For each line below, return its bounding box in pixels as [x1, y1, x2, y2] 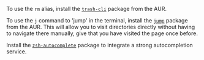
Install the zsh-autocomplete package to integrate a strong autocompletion [6, 42, 193, 48]
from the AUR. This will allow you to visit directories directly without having [6, 24, 195, 30]
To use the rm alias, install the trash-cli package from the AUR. [6, 5, 167, 12]
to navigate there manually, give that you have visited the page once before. [6, 30, 198, 37]
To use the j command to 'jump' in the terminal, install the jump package [6, 17, 188, 24]
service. [6, 48, 27, 55]
